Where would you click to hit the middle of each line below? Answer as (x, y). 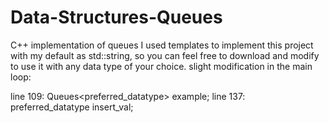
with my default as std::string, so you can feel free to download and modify (165, 55)
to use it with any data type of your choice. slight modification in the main (161, 66)
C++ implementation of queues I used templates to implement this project (162, 45)
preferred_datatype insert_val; (72, 107)
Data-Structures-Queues (116, 17)
